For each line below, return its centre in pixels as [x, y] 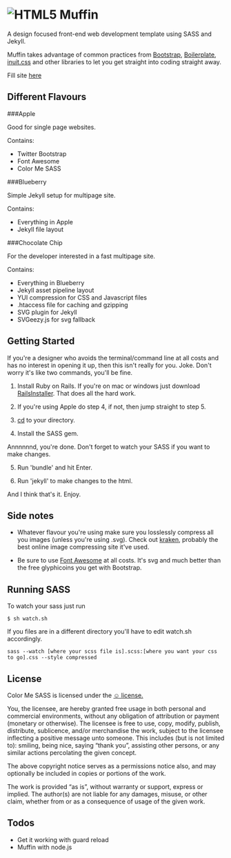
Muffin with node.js [44, 847]
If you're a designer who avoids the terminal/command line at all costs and [113, 358]
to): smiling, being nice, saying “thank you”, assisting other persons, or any [113, 745]
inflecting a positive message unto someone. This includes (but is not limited [116, 738]
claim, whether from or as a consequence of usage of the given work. [106, 801]
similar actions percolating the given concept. [72, 753]
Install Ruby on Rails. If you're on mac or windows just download [109, 386]
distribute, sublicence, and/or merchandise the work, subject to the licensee [115, 731]
